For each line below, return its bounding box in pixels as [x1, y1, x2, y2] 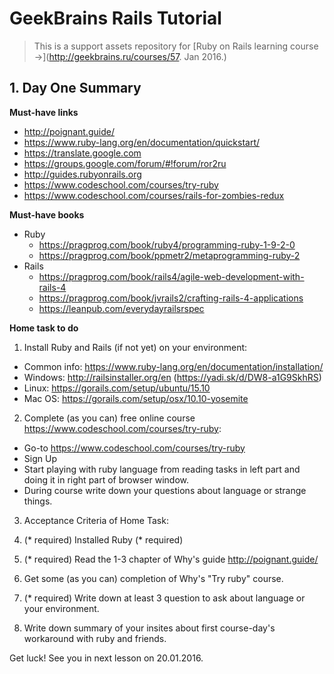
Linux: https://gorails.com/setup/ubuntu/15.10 [23, 382, 211, 394]
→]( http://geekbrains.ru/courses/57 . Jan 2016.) [33, 50, 227, 62]
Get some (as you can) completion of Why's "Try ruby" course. [23, 572, 284, 584]
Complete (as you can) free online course [23, 412, 196, 424]
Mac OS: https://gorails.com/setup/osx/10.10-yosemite [23, 392, 249, 404]
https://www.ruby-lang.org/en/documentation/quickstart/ [23, 136, 261, 148]
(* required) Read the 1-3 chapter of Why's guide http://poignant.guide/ [23, 553, 319, 565]
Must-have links [9, 106, 79, 118]
